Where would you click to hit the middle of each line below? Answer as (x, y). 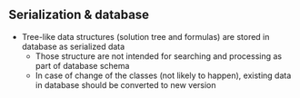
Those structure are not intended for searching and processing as (159, 56)
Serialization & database (79, 15)
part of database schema (82, 65)
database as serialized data (73, 46)
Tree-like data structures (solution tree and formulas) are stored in (145, 36)
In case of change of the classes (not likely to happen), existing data (163, 75)
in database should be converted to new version (125, 84)
